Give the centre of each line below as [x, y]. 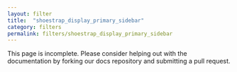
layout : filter [30, 14]
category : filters [34, 27]
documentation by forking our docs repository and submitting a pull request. [119, 61]
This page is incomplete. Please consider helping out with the [97, 54]
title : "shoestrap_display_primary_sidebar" [76, 20]
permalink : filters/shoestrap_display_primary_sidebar [90, 34]
